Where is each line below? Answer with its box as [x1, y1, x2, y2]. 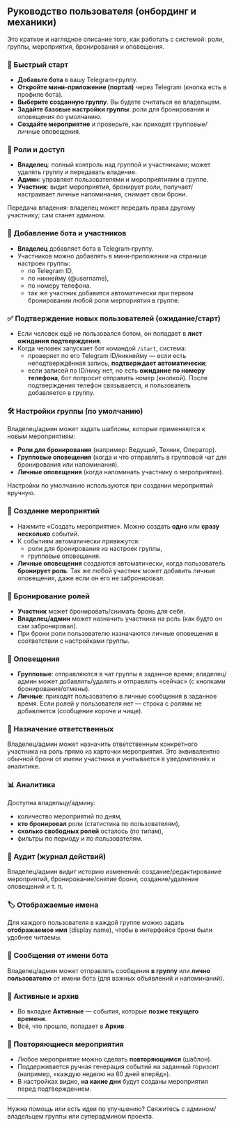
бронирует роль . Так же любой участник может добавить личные [17, 566, 216, 575]
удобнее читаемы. [7, 933, 62, 942]
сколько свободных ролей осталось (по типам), [17, 827, 164, 835]
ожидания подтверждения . [17, 337, 102, 345]
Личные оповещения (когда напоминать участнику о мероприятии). [17, 468, 224, 476]
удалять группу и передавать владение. [17, 168, 137, 176]
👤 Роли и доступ [7, 145, 65, 155]
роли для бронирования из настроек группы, [27, 544, 162, 552]
